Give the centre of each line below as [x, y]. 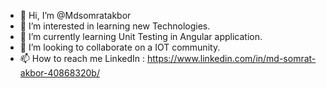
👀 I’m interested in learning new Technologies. [115, 26]
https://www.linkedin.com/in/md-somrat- [231, 58]
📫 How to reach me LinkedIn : [82, 58]
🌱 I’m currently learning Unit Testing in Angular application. [141, 36]
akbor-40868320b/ [59, 73]
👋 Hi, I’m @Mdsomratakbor [75, 15]
